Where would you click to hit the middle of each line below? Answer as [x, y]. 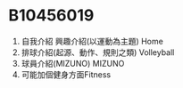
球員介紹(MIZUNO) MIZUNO [73, 63]
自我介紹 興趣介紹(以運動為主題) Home [92, 41]
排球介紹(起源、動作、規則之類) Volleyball [98, 52]
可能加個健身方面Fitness [66, 74]
